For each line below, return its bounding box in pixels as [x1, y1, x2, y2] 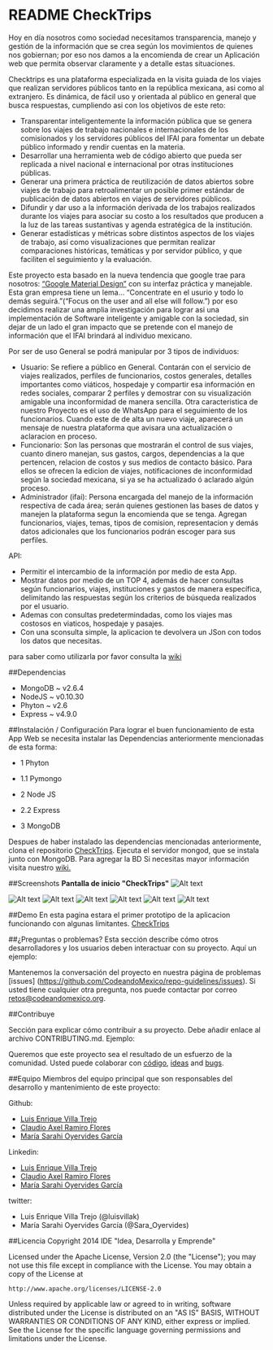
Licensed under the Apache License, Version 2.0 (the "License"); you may [8, 1252, 257, 1261]
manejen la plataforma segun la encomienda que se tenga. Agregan [19, 509, 248, 518]
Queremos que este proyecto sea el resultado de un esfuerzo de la [8, 1049, 232, 1059]
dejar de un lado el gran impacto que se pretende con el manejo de [8, 321, 233, 331]
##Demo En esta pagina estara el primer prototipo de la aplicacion [8, 910, 231, 920]
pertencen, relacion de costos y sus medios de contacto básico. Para [19, 457, 253, 467]
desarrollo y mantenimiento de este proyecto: [8, 1082, 161, 1092]
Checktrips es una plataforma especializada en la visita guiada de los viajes [8, 74, 262, 84]
